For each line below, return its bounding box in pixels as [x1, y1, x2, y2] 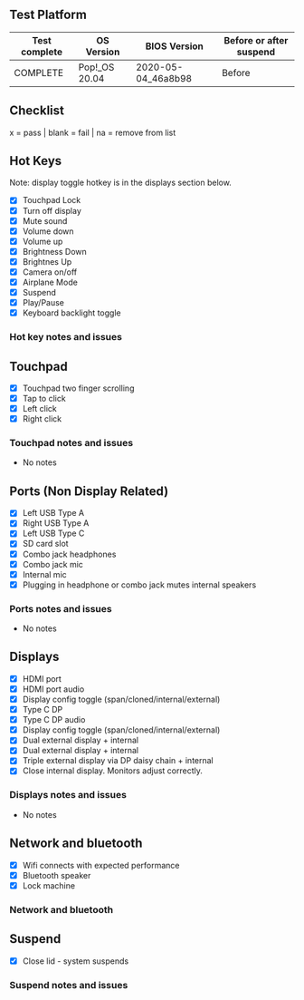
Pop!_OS [78, 61, 115, 73]
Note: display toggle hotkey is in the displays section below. [9, 177, 233, 189]
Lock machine [22, 879, 75, 891]
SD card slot [22, 539, 70, 549]
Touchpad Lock [22, 195, 81, 206]
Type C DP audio [22, 714, 86, 725]
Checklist [9, 103, 65, 119]
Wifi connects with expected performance [22, 859, 180, 870]
